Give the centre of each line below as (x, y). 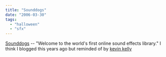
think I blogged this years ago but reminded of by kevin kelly (69, 49)
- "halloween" (25, 24)
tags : (11, 19)
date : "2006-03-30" (26, 15)
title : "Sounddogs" (26, 10)
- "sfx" (18, 29)
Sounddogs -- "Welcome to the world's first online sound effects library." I (83, 43)
